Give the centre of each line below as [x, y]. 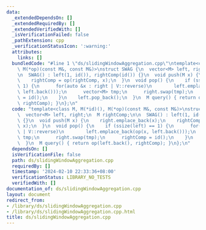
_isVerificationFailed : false [50, 35]
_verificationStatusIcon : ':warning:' [62, 47]
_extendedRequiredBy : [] [44, 23]
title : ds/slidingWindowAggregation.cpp [59, 217]
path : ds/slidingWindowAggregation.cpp [63, 160]
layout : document [29, 194]
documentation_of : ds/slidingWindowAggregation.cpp [74, 189]
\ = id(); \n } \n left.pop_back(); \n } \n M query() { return [107, 98]
